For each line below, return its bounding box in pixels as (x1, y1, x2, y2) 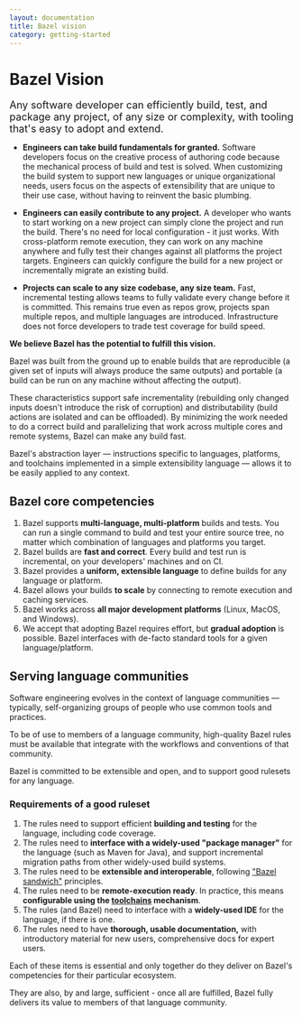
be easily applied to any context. (9, 467, 131, 478)
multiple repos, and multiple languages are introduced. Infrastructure (22, 311, 279, 322)
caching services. (22, 595, 89, 606)
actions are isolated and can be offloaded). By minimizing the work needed (9, 411, 288, 422)
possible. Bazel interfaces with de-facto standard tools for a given (22, 633, 268, 643)
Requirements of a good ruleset (9, 798, 151, 810)
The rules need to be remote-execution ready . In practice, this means (22, 885, 284, 896)
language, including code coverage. (22, 827, 156, 839)
